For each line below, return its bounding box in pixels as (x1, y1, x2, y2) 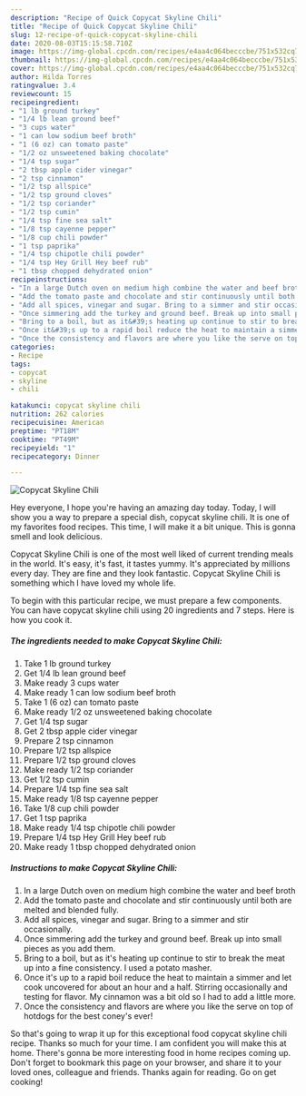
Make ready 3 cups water (23, 677, 120, 688)
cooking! (10, 1077, 44, 1088)
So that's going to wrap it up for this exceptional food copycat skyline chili (10, 1028, 288, 1040)
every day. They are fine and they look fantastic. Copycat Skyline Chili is (10, 568, 281, 579)
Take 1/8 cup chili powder (23, 803, 120, 814)
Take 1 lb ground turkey (23, 658, 112, 669)
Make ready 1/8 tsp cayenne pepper (23, 794, 159, 805)
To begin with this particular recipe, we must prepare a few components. (10, 596, 282, 607)
